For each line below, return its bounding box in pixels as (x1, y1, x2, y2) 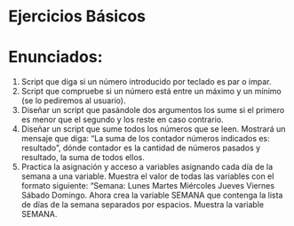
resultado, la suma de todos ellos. (20, 152, 146, 163)
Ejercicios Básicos (8, 6, 146, 27)
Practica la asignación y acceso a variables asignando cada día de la (20, 162, 274, 173)
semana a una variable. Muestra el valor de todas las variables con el (20, 171, 274, 182)
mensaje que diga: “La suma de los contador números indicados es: (20, 133, 270, 144)
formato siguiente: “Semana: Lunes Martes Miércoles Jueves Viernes (20, 181, 275, 191)
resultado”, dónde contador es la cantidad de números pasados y (20, 142, 261, 153)
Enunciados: (8, 47, 103, 68)
